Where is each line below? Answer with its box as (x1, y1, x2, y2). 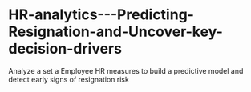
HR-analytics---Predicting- (8, 6, 195, 24)
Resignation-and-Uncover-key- (8, 22, 223, 41)
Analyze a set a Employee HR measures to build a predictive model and (8, 66, 244, 75)
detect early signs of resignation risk (8, 74, 130, 84)
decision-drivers (8, 40, 123, 58)
